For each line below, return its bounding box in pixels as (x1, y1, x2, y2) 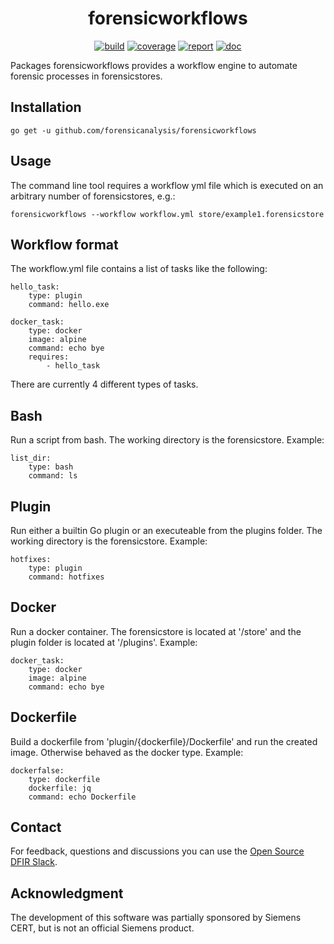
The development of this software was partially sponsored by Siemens (10, 912, 302, 924)
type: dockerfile (28, 774, 101, 784)
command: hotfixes (28, 572, 105, 582)
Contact (10, 819, 62, 836)
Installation (10, 99, 82, 116)
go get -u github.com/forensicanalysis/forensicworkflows (10, 125, 257, 136)
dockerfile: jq (28, 783, 92, 793)
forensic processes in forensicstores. (10, 70, 163, 82)
